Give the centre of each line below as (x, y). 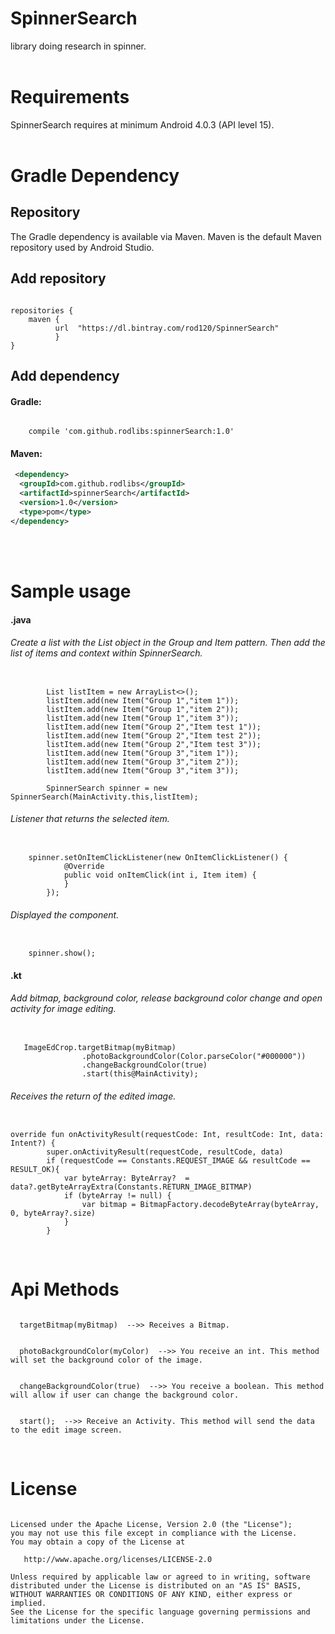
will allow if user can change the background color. (125, 1395)
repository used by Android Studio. (82, 247)
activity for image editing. (63, 1009)
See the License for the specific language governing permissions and (160, 1612)
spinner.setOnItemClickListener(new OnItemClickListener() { (158, 857)
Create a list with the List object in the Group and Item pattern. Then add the (168, 643)
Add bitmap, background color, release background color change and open (166, 998)
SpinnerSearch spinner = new (107, 788)
